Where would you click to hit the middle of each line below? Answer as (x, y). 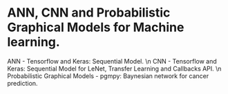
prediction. (22, 83)
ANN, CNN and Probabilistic (89, 13)
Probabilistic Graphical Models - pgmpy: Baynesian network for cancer (108, 76)
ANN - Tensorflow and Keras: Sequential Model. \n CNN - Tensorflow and (112, 61)
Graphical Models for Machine (96, 27)
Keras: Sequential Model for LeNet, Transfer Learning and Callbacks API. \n (114, 68)
